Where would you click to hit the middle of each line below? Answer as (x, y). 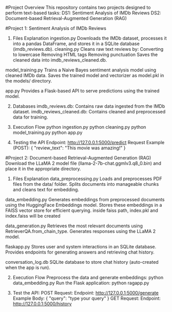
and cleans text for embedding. (46, 190)
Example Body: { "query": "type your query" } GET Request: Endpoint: (87, 298)
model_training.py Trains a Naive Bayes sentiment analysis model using (81, 70)
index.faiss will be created (33, 216)
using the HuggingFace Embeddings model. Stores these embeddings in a (84, 205)
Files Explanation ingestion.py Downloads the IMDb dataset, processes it (90, 38)
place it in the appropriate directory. (43, 169)
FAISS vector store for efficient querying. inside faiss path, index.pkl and (82, 210)
